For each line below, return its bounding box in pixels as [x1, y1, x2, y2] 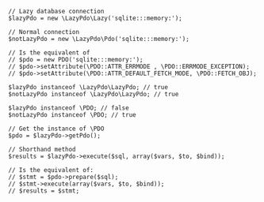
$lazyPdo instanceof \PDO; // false [8, 104, 129, 112]
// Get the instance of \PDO [8, 125, 105, 133]
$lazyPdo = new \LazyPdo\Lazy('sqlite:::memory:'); [8, 14, 182, 22]
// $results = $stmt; [8, 187, 80, 195]
